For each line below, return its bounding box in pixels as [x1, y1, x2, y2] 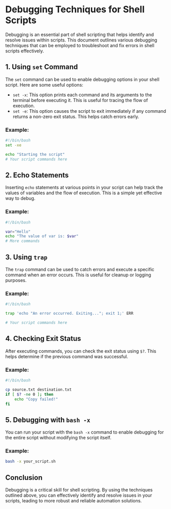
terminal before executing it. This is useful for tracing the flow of [12, 97, 148, 103]
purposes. [5, 277, 27, 283]
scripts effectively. [5, 48, 44, 54]
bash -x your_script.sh [5, 459, 56, 464]
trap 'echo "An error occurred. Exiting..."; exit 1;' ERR [5, 311, 134, 316]
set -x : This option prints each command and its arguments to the [12, 91, 152, 98]
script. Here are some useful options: [5, 82, 83, 88]
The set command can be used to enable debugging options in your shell [5, 76, 160, 83]
